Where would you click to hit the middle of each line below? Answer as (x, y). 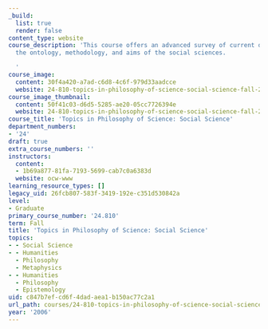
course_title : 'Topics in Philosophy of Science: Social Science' (121, 119)
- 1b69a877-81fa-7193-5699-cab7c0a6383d (83, 171)
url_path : (25, 305)
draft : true (28, 141)
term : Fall (26, 223)
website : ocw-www (44, 179)
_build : (21, 16)
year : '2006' (30, 312)
